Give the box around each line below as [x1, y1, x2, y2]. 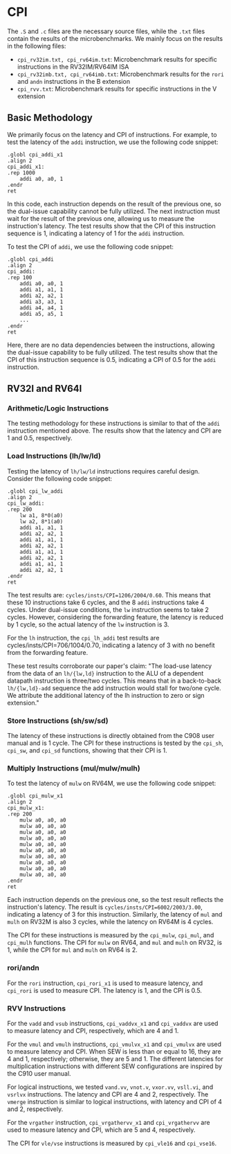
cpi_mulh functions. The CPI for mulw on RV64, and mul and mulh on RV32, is [7, 939, 223, 947]
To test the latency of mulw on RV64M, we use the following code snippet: [7, 779, 216, 788]
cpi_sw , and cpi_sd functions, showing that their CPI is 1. [7, 746, 167, 755]
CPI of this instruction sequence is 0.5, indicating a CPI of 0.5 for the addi [7, 355, 216, 363]
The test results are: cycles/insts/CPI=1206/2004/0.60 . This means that [7, 590, 211, 599]
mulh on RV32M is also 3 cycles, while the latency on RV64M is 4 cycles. [7, 918, 214, 926]
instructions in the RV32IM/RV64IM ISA [17, 62, 129, 71]
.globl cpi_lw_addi [7, 487, 64, 495]
